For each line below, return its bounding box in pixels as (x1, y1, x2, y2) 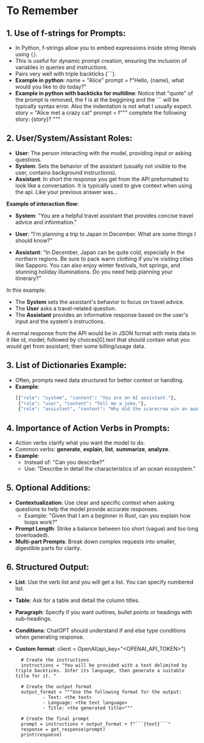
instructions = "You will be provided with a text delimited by (21, 662, 188, 669)
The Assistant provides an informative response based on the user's (15, 311, 189, 318)
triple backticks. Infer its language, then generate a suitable (15, 667, 185, 673)
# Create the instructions (21, 657, 90, 663)
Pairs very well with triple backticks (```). (15, 70, 116, 77)
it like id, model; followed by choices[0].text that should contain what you (6, 336, 190, 343)
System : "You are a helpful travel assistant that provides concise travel (15, 212, 194, 219)
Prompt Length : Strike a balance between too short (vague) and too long (15, 524, 199, 532)
